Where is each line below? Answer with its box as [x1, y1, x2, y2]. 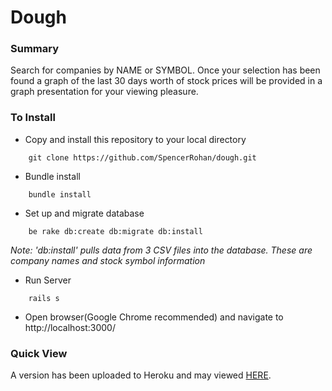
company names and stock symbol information [10, 254, 206, 266]
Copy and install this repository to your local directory [24, 133, 247, 145]
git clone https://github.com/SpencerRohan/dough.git [28, 152, 257, 163]
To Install [10, 111, 56, 125]
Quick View [10, 346, 68, 360]
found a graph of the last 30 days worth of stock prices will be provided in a [10, 75, 323, 87]
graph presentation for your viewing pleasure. [10, 86, 199, 98]
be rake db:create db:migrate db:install [28, 226, 203, 236]
